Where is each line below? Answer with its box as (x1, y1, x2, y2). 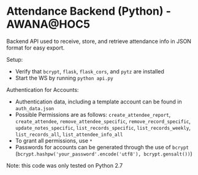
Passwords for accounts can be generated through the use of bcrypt (15, 143, 189, 151)
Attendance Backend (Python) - (6, 4, 172, 18)
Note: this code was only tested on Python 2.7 (6, 162, 123, 169)
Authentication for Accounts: (6, 86, 79, 93)
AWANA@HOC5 (6, 17, 91, 31)
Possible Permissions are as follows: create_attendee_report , (15, 111, 171, 118)
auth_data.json (15, 105, 55, 111)
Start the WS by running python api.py (15, 74, 113, 81)
